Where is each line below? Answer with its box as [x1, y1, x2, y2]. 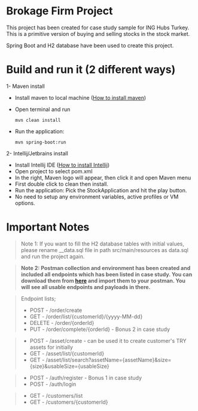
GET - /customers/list [29, 392, 83, 399]
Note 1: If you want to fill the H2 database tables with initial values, [20, 240, 184, 247]
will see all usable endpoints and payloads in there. [20, 283, 151, 290]
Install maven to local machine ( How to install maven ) [14, 94, 147, 101]
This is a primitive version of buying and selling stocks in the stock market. [6, 30, 190, 37]
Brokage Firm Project [6, 4, 113, 18]
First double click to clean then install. [14, 180, 109, 188]
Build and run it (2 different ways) [6, 63, 176, 76]
